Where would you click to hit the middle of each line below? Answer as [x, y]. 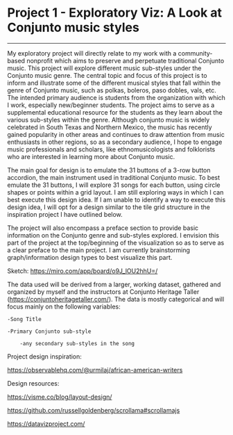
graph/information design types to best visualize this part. [90, 257]
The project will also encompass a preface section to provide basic [103, 228]
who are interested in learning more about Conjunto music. [91, 156]
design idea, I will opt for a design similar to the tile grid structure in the [109, 207]
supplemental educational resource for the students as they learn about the [115, 112]
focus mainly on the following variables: [64, 306]
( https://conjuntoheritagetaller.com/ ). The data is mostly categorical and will [116, 299]
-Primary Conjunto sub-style [49, 331]
